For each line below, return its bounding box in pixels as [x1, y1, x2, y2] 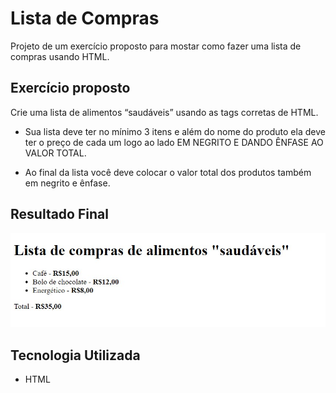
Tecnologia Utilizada [10, 347, 141, 364]
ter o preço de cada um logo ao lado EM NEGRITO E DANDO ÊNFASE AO [24, 136, 324, 148]
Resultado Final [10, 206, 109, 223]
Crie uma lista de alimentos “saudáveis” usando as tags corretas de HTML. [10, 106, 319, 118]
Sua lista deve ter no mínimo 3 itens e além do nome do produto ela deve [24, 125, 326, 137]
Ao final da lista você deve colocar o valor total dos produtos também [24, 166, 312, 178]
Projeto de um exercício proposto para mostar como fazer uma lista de [10, 40, 302, 52]
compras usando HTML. [10, 50, 110, 62]
